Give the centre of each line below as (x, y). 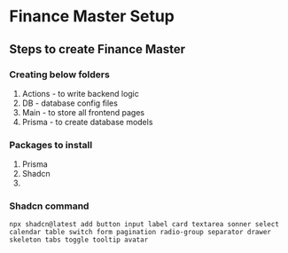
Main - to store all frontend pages (83, 112)
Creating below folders (60, 75)
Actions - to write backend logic (81, 93)
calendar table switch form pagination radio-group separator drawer (140, 233)
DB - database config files (70, 103)
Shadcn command (49, 206)
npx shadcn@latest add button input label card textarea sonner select (144, 225)
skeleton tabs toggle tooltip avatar (79, 240)
